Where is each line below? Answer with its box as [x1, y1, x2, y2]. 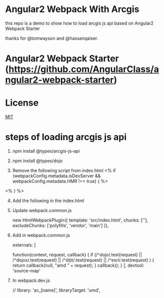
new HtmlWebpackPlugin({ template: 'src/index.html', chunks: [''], [12, 217, 148, 223]
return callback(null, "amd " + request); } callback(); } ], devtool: [12, 262, 144, 268]
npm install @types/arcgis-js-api [12, 148, 80, 154]
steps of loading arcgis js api [5, 132, 126, 143]
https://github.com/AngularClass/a [8, 64, 159, 75]
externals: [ [12, 242, 36, 248]
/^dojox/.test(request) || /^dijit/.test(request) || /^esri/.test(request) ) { [12, 257, 154, 263]
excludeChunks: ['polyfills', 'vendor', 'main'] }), [12, 223, 109, 228]
